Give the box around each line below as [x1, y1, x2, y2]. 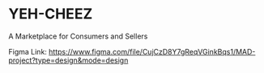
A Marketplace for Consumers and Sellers [8, 31, 148, 41]
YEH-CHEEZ [8, 5, 93, 23]
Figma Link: [8, 47, 47, 56]
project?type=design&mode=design [8, 55, 129, 65]
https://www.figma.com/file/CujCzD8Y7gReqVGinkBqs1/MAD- [48, 47, 256, 56]
